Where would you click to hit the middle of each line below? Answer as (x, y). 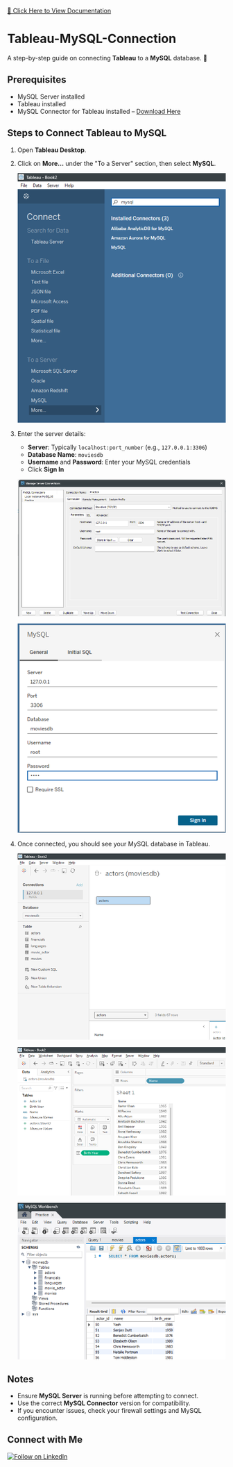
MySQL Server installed (51, 97)
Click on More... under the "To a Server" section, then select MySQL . (116, 163)
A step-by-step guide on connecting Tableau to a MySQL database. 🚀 (107, 58)
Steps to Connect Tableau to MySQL (87, 133)
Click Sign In (46, 469)
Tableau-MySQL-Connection (92, 39)
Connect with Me (45, 1440)
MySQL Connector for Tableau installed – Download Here (99, 111)
